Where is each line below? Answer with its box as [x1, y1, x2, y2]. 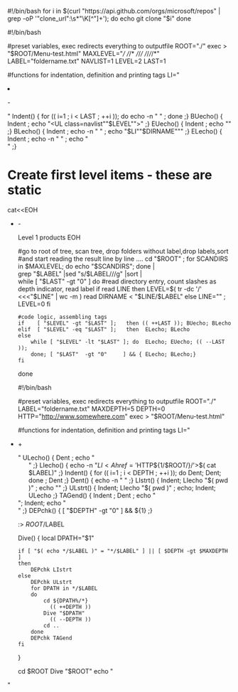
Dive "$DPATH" [43, 610, 85, 617]
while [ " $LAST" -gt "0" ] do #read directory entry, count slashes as [17, 277, 217, 286]
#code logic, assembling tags [17, 313, 108, 320]
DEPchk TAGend [31, 634, 72, 642]
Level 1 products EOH [17, 233, 81, 242]
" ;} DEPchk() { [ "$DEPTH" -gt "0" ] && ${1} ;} [17, 506, 153, 514]
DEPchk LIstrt [31, 566, 72, 573]
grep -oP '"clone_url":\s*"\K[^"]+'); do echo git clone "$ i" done [7, 14, 192, 23]
